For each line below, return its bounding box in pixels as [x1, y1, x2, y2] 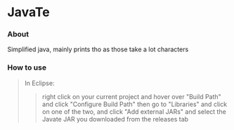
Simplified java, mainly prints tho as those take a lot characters [7, 45, 189, 53]
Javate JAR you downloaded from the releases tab [41, 115, 188, 123]
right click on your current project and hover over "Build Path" [41, 92, 221, 100]
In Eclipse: [24, 79, 55, 87]
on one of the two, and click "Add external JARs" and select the [41, 107, 226, 116]
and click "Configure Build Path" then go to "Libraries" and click [41, 100, 227, 108]
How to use [7, 63, 47, 72]
